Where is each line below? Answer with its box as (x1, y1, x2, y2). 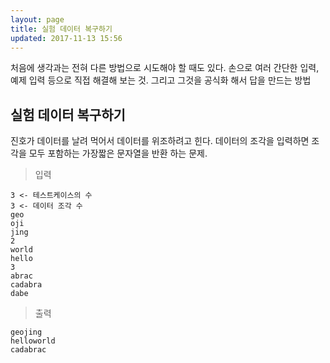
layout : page (10, 14, 65, 25)
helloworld (10, 336, 56, 346)
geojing (10, 327, 43, 338)
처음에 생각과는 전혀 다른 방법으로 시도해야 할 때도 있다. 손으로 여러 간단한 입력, (10, 62, 320, 74)
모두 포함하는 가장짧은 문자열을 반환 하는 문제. (28, 147, 208, 160)
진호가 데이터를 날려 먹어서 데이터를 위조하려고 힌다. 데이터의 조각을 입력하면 (10, 135, 310, 147)
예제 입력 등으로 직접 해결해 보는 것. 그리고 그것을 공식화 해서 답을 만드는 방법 (10, 74, 312, 86)
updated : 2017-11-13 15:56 (10, 33, 123, 43)
